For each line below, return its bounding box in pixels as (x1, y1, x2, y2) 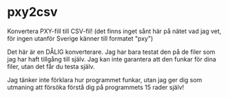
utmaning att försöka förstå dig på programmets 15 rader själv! (7, 83, 185, 91)
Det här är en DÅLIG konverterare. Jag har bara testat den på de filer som (7, 48, 216, 56)
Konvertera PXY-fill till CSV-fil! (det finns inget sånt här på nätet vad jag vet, (7, 27, 222, 35)
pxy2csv (7, 4, 58, 20)
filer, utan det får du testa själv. (7, 62, 95, 70)
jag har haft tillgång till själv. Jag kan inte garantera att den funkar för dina (7, 55, 217, 63)
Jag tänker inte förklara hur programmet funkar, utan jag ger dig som (7, 75, 203, 84)
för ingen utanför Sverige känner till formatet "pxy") (7, 34, 154, 42)
